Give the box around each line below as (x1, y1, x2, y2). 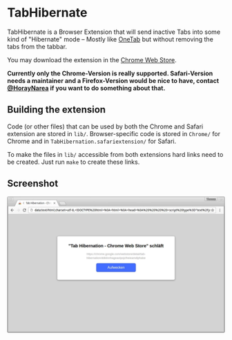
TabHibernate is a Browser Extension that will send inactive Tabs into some (7, 28, 221, 36)
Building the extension (7, 104, 106, 115)
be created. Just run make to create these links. (7, 158, 140, 166)
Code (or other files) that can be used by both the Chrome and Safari (7, 122, 204, 131)
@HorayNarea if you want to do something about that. (7, 84, 166, 92)
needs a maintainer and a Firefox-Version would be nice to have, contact (7, 76, 220, 84)
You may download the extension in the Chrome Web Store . (7, 55, 177, 64)
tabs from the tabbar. (7, 42, 68, 50)
